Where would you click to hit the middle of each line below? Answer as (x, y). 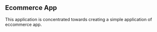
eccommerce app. (24, 24)
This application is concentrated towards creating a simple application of (78, 19)
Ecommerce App (31, 8)
